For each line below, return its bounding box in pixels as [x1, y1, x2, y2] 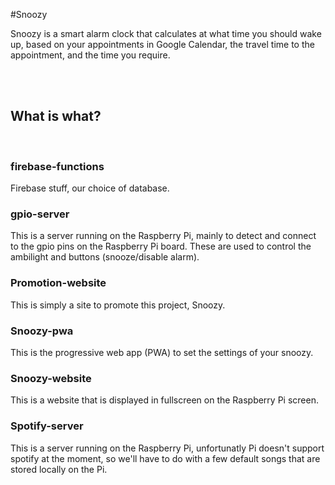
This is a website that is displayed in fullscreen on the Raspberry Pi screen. [10, 394, 319, 406]
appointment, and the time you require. [10, 49, 171, 61]
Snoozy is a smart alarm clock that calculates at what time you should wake [10, 28, 322, 39]
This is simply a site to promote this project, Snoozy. [10, 299, 226, 311]
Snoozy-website [10, 371, 92, 385]
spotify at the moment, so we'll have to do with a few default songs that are [10, 452, 321, 464]
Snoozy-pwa [10, 324, 74, 338]
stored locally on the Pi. [10, 463, 108, 475]
